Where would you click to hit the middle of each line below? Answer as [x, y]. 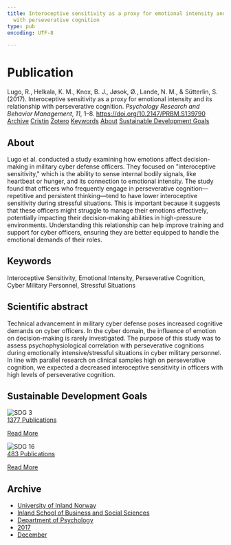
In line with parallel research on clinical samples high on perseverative [107, 360]
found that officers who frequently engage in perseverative [91, 189]
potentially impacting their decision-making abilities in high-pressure [104, 218]
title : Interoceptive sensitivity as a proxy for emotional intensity [110, 13]
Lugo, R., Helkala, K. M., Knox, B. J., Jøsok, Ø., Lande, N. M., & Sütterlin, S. [112, 92]
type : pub [21, 26]
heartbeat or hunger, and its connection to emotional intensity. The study [110, 181]
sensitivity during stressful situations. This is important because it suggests [114, 203]
